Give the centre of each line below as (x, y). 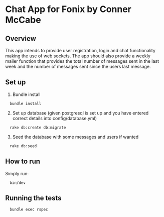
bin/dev (18, 183)
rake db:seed (23, 146)
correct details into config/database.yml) (54, 118)
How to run (23, 161)
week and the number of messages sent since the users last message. (78, 67)
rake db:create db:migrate (38, 127)
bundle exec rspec (29, 209)
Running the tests (33, 198)
